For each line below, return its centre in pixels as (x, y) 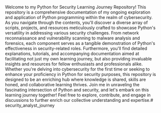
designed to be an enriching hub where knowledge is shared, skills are (76, 79)
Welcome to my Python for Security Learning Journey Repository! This (76, 7)
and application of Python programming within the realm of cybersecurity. (79, 17)
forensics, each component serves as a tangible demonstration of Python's (80, 43)
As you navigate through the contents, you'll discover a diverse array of (76, 22)
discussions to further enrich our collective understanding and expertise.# (79, 100)
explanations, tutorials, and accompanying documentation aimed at (72, 54)
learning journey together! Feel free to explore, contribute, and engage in (78, 95)
